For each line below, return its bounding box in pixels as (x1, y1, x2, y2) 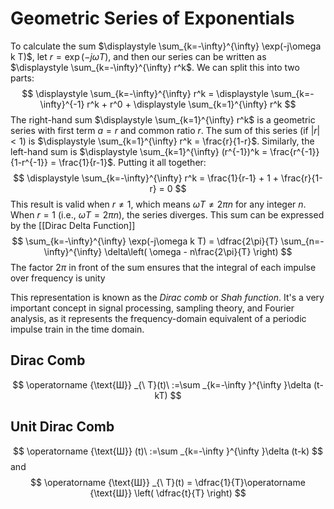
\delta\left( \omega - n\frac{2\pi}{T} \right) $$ (104, 245, 293, 257)
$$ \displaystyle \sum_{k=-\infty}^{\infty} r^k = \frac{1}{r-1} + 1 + (13, 172, 280, 184)
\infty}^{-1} (39, 98, 85, 110)
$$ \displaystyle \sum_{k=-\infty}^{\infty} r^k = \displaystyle (21, 87, 269, 99)
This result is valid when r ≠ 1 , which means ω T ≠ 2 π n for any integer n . (10, 198, 307, 210)
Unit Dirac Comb (10, 418, 115, 436)
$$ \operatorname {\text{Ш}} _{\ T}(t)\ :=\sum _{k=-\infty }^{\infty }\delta (12, 378, 312, 391)
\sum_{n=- (280, 235, 325, 247)
